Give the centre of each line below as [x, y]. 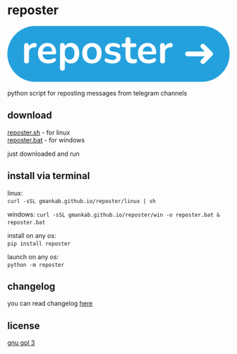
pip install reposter [39, 244]
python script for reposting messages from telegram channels [97, 93]
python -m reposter [36, 265]
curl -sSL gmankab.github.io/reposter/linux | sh [82, 201]
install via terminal [49, 176]
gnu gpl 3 [21, 343]
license [24, 325]
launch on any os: [33, 256]
